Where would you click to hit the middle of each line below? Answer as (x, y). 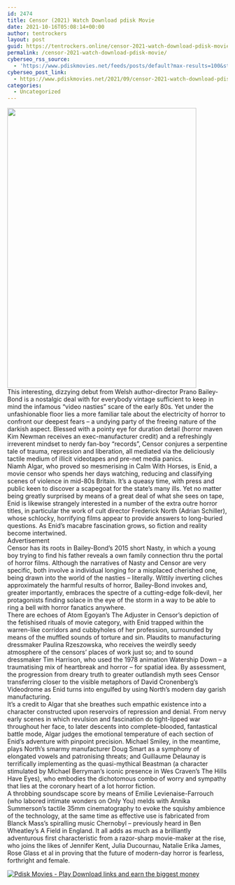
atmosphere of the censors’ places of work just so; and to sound (100, 653)
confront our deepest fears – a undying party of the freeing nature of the (112, 421)
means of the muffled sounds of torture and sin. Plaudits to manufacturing (114, 637)
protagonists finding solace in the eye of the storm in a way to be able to (112, 600)
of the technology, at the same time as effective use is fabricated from (108, 816)
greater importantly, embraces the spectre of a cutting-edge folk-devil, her (115, 593)
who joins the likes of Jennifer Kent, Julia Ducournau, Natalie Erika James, (114, 846)
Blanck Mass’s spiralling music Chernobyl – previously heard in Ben (104, 823)
